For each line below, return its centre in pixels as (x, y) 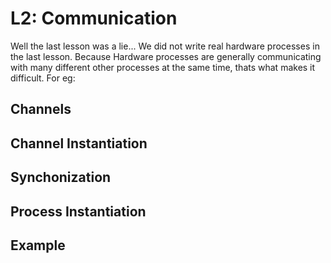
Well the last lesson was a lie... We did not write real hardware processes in (165, 46)
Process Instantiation (78, 211)
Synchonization (61, 177)
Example (38, 245)
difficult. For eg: (43, 78)
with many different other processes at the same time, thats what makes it (163, 67)
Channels (41, 109)
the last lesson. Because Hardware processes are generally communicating (166, 56)
